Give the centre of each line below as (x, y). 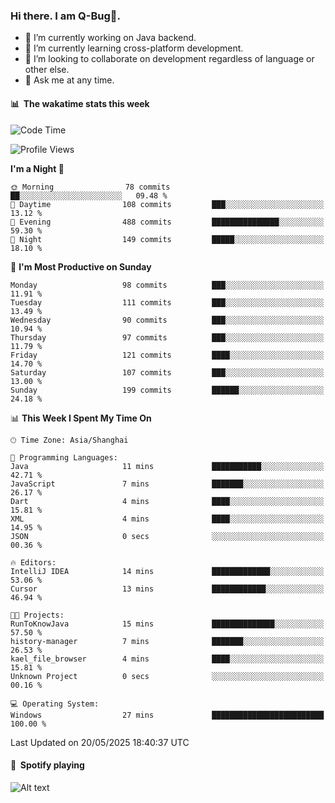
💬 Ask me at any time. (69, 80)
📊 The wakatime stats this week (80, 103)
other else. (47, 70)
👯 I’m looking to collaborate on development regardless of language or (169, 59)
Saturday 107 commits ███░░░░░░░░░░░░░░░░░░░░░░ (167, 372)
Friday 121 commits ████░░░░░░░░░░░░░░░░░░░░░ (167, 355)
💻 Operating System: (55, 704)
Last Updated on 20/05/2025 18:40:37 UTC (100, 742)
